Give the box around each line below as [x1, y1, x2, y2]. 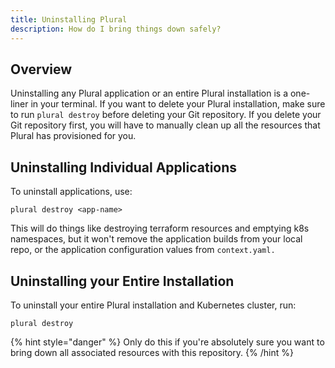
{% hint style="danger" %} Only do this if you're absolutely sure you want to [10, 336, 325, 348]
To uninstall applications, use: [10, 186, 133, 198]
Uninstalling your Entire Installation [10, 272, 235, 290]
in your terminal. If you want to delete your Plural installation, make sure [30, 98, 326, 110]
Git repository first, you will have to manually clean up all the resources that [10, 119, 321, 131]
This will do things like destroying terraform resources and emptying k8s [10, 222, 310, 235]
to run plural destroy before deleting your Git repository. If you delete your [10, 109, 322, 121]
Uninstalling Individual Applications [10, 159, 238, 176]
